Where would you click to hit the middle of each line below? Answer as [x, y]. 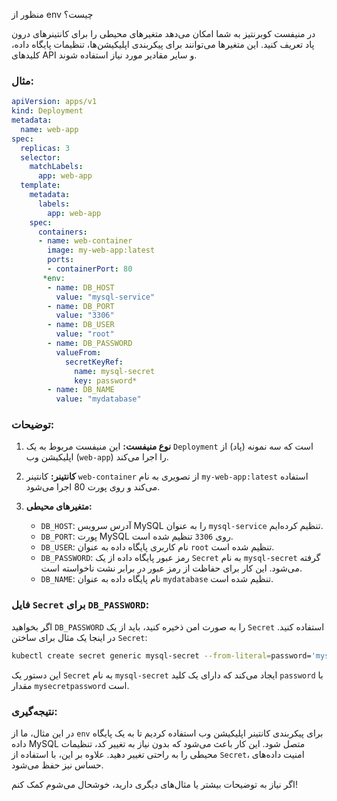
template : [40, 185]
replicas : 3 [45, 148]
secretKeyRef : [94, 362]
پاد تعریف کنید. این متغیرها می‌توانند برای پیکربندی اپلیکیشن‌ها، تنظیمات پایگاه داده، [163, 44]
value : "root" [85, 334]
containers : [62, 232]
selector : [40, 157]
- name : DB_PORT [81, 306]
